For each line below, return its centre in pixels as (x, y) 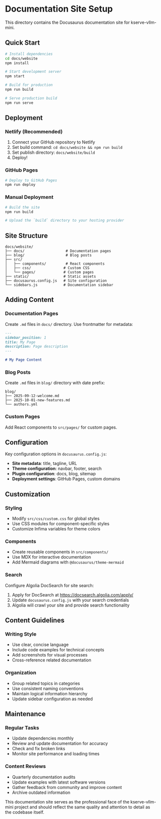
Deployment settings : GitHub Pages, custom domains (66, 479)
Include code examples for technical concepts (58, 650)
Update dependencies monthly (43, 739)
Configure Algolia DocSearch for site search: (50, 585)
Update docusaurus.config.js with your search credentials (70, 600)
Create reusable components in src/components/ (60, 552)
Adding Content (29, 300)
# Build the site (22, 207)
